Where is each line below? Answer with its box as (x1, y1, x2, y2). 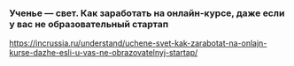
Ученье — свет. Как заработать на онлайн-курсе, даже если (9, 7, 285, 19)
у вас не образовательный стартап (9, 18, 169, 30)
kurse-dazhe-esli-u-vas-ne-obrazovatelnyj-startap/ (9, 48, 198, 58)
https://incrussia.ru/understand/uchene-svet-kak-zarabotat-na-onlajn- (9, 38, 267, 48)
